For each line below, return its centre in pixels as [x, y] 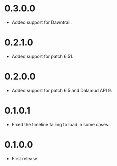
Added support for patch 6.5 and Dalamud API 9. [62, 90]
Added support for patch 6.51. [43, 56]
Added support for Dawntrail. [42, 22]
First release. [25, 158]
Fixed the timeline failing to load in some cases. [61, 124]
